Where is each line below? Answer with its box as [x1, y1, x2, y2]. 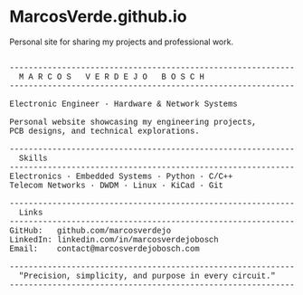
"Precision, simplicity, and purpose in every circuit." [18, 271, 276, 281]
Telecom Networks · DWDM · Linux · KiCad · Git [9, 180, 224, 191]
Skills [18, 153, 48, 164]
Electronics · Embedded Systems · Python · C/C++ [9, 171, 233, 182]
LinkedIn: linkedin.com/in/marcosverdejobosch [9, 234, 219, 245]
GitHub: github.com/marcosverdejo [9, 225, 172, 236]
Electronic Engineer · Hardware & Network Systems [9, 99, 238, 109]
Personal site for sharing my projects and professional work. [9, 36, 233, 47]
